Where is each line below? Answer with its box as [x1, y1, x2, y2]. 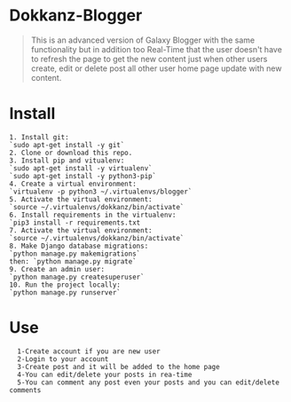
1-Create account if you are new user [17, 347, 161, 356]
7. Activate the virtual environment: [9, 225, 153, 235]
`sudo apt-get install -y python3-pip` [9, 171, 157, 180]
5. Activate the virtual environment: [9, 194, 153, 204]
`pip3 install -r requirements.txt [9, 218, 141, 227]
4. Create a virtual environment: [9, 179, 138, 188]
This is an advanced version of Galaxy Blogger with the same [30, 35, 256, 45]
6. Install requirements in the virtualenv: [9, 210, 177, 219]
